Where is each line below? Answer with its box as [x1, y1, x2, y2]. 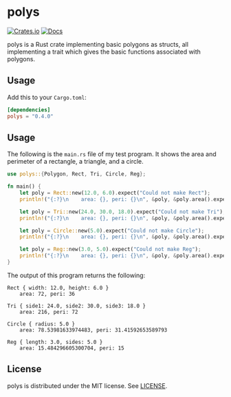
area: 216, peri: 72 [19, 308, 78, 315]
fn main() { [7, 183, 41, 190]
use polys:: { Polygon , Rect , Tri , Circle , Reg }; [7, 171, 146, 178]
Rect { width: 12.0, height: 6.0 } [7, 284, 109, 291]
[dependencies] [7, 106, 51, 114]
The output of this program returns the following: [7, 271, 146, 279]
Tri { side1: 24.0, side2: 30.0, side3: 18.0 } [7, 302, 146, 310]
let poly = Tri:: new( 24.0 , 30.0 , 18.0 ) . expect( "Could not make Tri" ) [19, 208, 223, 215]
